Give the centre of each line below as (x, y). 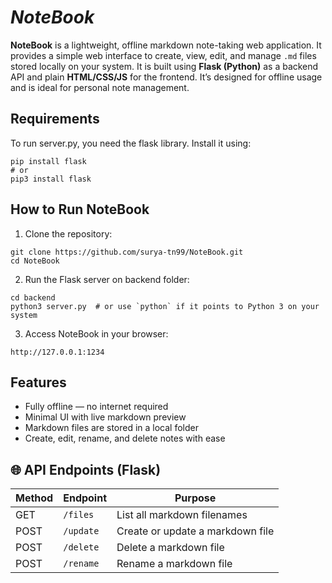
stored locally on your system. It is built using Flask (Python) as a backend (164, 66)
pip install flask (48, 161)
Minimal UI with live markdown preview (105, 417)
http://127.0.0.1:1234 (57, 352)
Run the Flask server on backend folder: (107, 279)
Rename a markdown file (174, 564)
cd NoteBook (35, 261)
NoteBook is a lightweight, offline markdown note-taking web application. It (166, 45)
